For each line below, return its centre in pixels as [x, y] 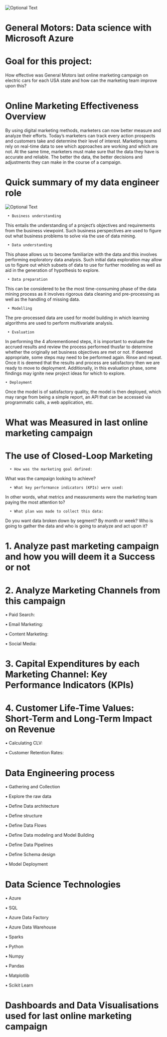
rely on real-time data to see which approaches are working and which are [82, 146]
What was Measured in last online [77, 423]
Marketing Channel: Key [56, 675]
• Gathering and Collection [33, 787]
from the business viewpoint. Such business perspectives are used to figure [83, 231]
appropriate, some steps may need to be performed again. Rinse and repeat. [84, 357]
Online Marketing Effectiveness [72, 106]
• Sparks [14, 937]
